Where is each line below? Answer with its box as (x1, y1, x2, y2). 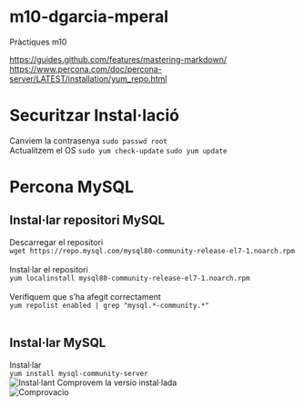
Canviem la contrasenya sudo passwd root (9, 134, 168, 146)
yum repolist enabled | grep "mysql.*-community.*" (9, 301, 209, 310)
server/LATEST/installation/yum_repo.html (9, 73, 167, 84)
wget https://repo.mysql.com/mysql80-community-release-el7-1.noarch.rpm (9, 246, 296, 255)
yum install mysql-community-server (9, 369, 148, 378)
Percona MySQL (9, 177, 135, 197)
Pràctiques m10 (9, 36, 67, 47)
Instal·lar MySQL (9, 335, 106, 351)
